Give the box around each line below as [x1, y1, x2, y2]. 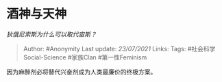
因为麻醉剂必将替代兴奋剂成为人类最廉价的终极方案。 [6, 68, 157, 76]
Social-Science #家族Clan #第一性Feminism [23, 53, 147, 61]
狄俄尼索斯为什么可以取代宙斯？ [6, 30, 97, 38]
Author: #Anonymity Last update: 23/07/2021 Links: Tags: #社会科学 [23, 44, 216, 53]
